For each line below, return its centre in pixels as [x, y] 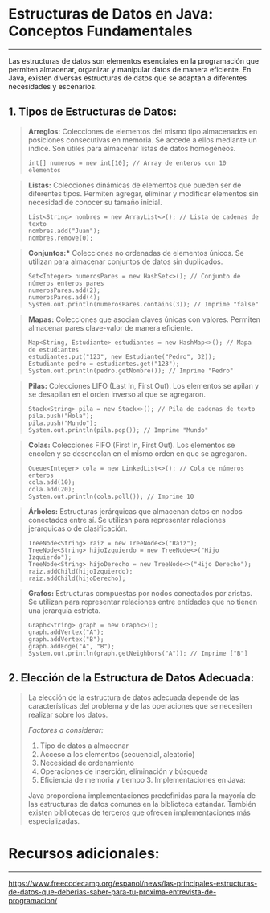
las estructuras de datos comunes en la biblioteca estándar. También [142, 804]
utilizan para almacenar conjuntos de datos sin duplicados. [125, 261]
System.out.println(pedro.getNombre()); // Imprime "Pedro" [131, 371]
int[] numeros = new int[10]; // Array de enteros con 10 [127, 163]
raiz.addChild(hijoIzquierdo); [80, 571]
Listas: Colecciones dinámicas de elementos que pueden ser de [135, 185]
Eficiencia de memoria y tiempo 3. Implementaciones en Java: [143, 779]
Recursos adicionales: [84, 853]
